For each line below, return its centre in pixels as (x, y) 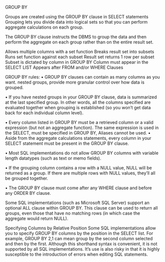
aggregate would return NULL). (37, 218)
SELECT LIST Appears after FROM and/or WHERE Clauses (64, 67)
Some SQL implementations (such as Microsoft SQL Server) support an (77, 203)
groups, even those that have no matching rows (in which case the (73, 213)
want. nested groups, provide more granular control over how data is (75, 82)
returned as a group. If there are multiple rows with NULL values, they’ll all (80, 173)
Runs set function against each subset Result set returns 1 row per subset (80, 57)
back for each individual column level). (44, 113)
